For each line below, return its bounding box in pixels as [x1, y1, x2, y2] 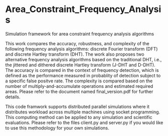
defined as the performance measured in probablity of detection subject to [5, 72, 161, 78]
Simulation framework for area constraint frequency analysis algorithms [5, 31, 154, 37]
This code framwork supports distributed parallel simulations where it [5, 103, 150, 109]
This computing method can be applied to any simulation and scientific [5, 114, 152, 120]
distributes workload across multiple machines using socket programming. [5, 109, 160, 115]
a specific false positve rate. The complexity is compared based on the [5, 78, 153, 84]
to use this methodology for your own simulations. [5, 124, 109, 131]
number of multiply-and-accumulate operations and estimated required [5, 83, 153, 89]
